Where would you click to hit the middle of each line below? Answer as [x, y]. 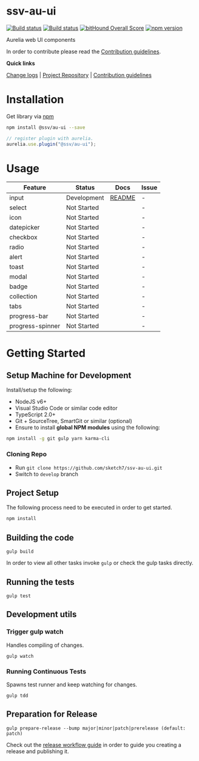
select [18, 208]
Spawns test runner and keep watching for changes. [72, 685]
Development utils [42, 614]
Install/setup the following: [39, 390]
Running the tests [40, 582]
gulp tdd [17, 695]
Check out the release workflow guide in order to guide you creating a [94, 745]
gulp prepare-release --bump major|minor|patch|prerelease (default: [96, 728]
